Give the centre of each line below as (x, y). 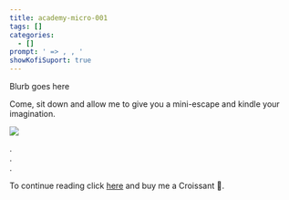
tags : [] (26, 26)
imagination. (33, 114)
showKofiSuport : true (51, 60)
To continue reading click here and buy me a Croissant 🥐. (117, 185)
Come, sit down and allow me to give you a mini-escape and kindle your (144, 104)
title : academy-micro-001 (58, 18)
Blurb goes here (40, 86)
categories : (32, 35)
